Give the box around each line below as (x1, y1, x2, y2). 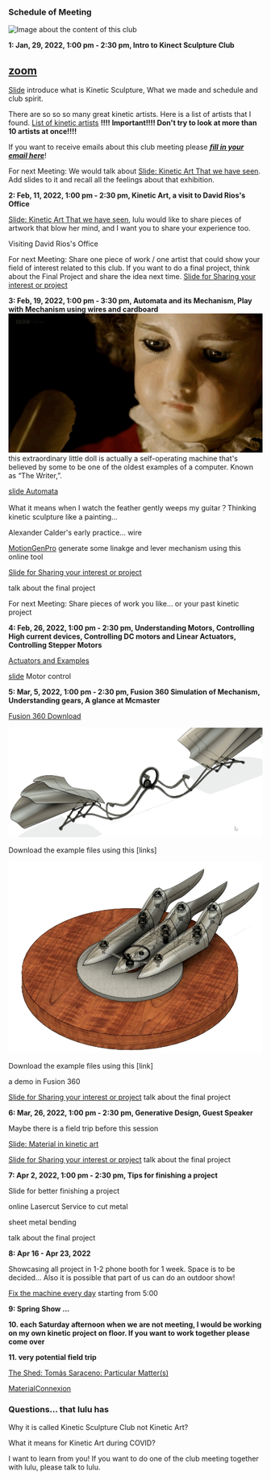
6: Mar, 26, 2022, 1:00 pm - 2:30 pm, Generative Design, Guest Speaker (8, 1108, 254, 1118)
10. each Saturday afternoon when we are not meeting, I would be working (8, 1319, 262, 1329)
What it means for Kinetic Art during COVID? (8, 1438, 156, 1448)
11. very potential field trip (8, 1353, 97, 1362)
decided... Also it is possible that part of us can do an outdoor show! (8, 1273, 236, 1282)
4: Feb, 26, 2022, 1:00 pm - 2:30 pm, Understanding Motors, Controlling (8, 623, 255, 632)
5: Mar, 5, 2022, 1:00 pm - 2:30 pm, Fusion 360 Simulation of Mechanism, (8, 686, 261, 696)
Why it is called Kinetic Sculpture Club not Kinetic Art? (8, 1422, 189, 1432)
